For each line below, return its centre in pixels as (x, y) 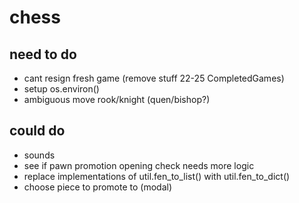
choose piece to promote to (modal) (98, 187)
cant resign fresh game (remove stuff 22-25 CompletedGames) (154, 78)
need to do (43, 54)
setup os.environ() (61, 89)
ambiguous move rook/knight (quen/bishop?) (117, 99)
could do (37, 131)
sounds (39, 155)
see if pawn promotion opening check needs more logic (139, 165)
